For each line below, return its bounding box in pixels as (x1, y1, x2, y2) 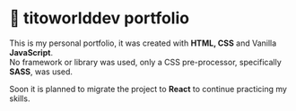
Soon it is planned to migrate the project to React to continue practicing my (9, 83, 287, 94)
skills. (9, 93, 30, 104)
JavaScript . (9, 47, 54, 57)
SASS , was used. (9, 66, 74, 77)
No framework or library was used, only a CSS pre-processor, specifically (9, 56, 283, 67)
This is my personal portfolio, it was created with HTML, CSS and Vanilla (9, 38, 277, 48)
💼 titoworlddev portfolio (9, 8, 190, 29)
